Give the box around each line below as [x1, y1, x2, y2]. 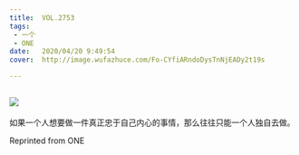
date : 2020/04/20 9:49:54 [9, 47, 116, 56]
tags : [9, 22, 30, 31]
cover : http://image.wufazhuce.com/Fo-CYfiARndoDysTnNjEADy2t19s [9, 55, 265, 64]
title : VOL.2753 [9, 13, 75, 23]
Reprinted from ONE [9, 135, 85, 146]
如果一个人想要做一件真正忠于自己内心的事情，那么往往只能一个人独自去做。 [9, 117, 295, 128]
